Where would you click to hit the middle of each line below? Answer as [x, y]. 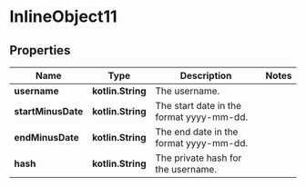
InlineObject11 [63, 17]
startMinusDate [49, 111]
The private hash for [199, 158]
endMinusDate [46, 138]
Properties [40, 50]
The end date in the [197, 132]
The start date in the [199, 106]
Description [206, 76]
